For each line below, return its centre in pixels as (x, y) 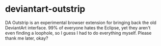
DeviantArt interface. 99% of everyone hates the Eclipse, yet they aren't (78, 27)
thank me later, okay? (27, 38)
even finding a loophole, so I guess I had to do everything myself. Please (78, 33)
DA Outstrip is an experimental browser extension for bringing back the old (81, 23)
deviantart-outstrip (45, 9)
